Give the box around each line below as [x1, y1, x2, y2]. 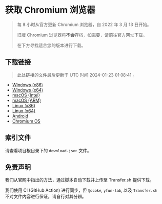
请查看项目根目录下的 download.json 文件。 [5, 147, 92, 153]
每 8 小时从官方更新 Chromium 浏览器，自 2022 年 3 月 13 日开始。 [17, 22, 152, 27]
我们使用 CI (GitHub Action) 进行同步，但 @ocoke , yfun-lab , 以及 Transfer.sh [5, 187, 158, 193]
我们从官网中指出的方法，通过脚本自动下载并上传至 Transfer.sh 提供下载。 [5, 177, 154, 183]
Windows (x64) [12, 87, 43, 93]
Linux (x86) [12, 102, 36, 108]
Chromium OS [12, 118, 40, 124]
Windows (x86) [12, 82, 43, 88]
